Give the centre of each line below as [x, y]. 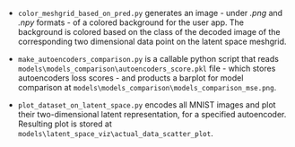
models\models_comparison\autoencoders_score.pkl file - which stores [147, 68]
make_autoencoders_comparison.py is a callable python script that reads [148, 59]
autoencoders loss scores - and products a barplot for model [130, 78]
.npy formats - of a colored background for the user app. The [131, 22]
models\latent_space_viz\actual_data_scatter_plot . [115, 133]
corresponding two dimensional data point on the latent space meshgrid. [152, 41]
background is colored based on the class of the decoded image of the [149, 32]
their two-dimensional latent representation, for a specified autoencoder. [152, 114]
